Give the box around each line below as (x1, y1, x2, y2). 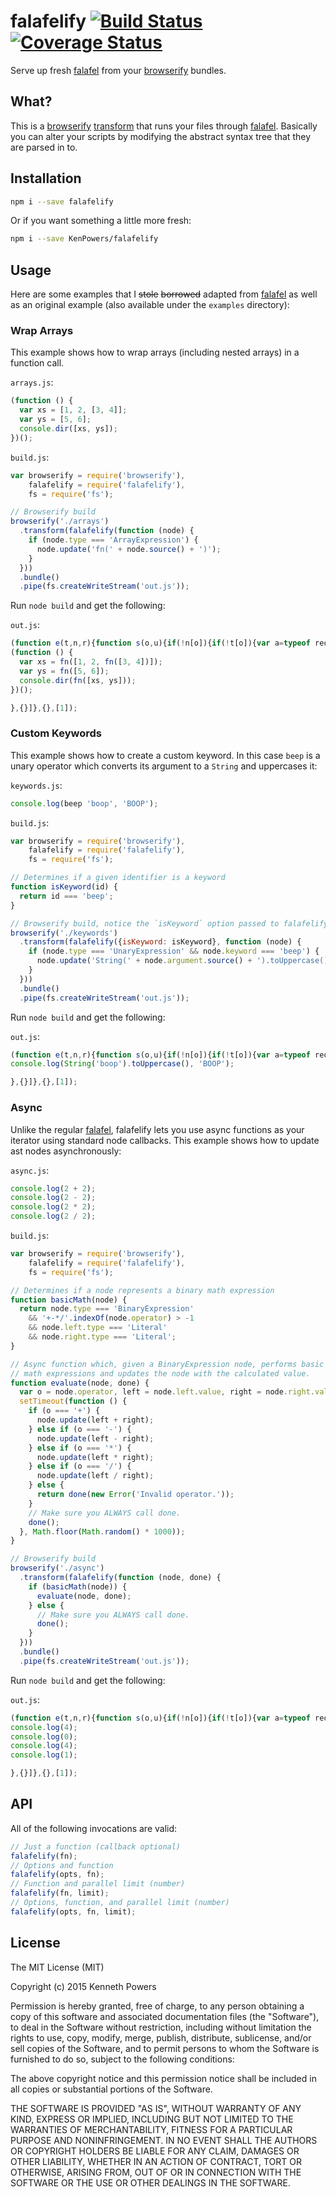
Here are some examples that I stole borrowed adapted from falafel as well (10, 288, 318, 300)
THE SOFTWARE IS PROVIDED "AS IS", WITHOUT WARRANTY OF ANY (10, 2102, 302, 2114)
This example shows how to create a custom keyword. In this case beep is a (10, 749, 321, 761)
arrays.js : (10, 376, 54, 389)
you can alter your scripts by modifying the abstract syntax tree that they (10, 130, 312, 142)
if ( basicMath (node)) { (28, 1581, 128, 1592)
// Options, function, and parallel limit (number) (10, 1898, 230, 1908)
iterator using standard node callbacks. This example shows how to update (10, 1134, 320, 1146)
